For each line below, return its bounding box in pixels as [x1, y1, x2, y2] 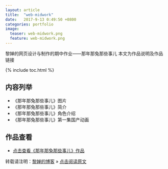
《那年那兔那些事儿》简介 [12, 104, 67, 110]
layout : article [5, 7, 40, 13]
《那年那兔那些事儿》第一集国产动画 [12, 117, 89, 123]
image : [5, 26, 19, 32]
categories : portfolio [5, 21, 54, 27]
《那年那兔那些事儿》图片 [12, 97, 67, 103]
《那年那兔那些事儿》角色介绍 [12, 110, 76, 116]
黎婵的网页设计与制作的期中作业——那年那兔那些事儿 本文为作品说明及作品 [5, 50, 163, 57]
